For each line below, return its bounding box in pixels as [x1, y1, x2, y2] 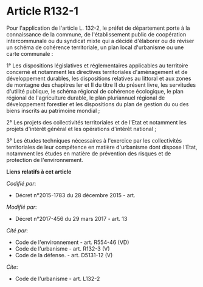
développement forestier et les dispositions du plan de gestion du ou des [6, 100, 189, 107]
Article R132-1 [6, 4, 79, 18]
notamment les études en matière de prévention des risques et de [6, 150, 171, 157]
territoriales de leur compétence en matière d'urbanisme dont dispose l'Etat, [6, 143, 198, 150]
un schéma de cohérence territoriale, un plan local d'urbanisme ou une [6, 44, 184, 51]
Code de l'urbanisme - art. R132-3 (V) [15, 245, 111, 252]
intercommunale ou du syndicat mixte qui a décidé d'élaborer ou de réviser [6, 37, 194, 44]
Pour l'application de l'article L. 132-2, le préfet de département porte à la [6, 24, 190, 32]
